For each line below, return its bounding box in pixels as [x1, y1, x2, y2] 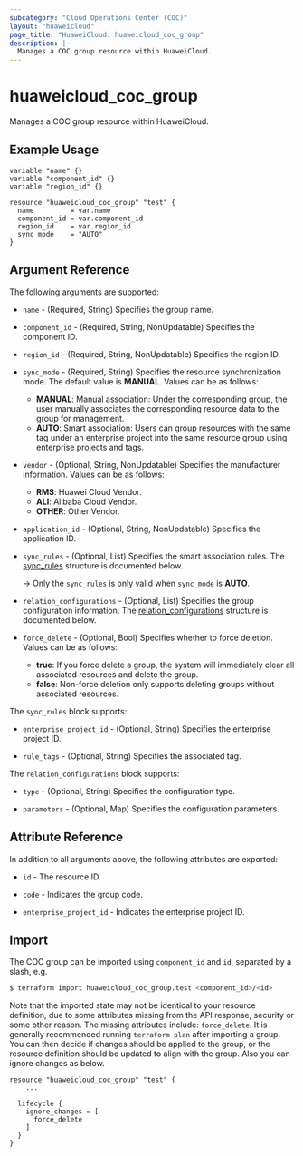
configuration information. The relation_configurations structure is [22, 605, 269, 616]
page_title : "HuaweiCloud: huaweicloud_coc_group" [9, 30, 204, 39]
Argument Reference [9, 262, 130, 277]
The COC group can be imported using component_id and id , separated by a [9, 957, 292, 967]
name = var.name [17, 206, 111, 215]
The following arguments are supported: [9, 287, 160, 297]
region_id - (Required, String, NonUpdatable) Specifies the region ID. [22, 348, 281, 359]
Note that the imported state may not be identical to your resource [9, 1000, 256, 1011]
